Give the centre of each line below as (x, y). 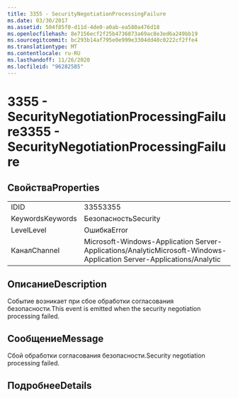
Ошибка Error (106, 229)
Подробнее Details (50, 386)
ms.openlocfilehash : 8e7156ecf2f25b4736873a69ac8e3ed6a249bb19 (103, 34)
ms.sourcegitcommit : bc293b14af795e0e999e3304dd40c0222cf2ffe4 (103, 40)
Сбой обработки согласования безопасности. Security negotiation (106, 356)
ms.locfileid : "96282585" (45, 67)
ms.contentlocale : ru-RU (44, 54)
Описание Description (57, 284)
